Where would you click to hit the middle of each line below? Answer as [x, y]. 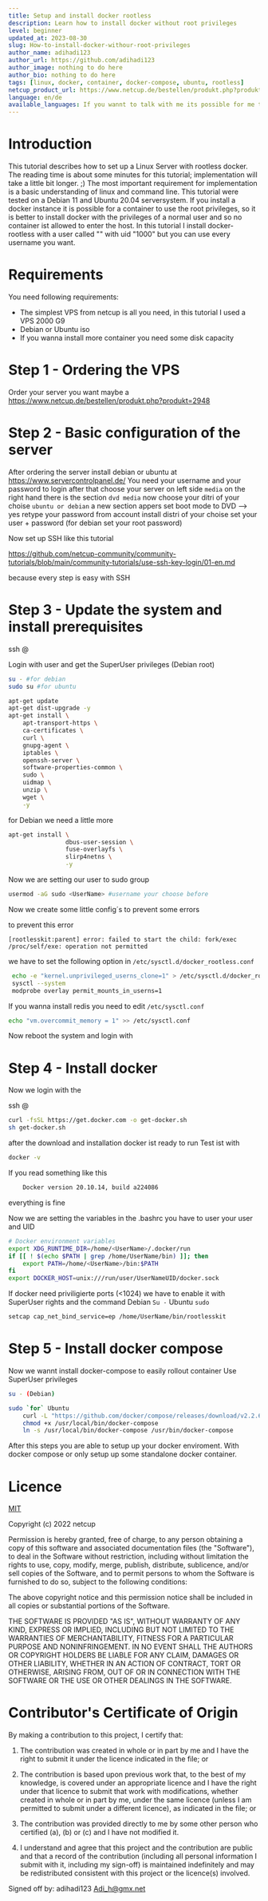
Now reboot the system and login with [71, 1036]
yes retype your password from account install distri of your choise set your [133, 514]
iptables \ [41, 753]
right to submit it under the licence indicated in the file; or [114, 1759]
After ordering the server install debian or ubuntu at [93, 472]
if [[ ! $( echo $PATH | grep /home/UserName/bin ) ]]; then [108, 1256]
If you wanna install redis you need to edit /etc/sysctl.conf [106, 1006]
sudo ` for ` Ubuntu [39, 1408]
